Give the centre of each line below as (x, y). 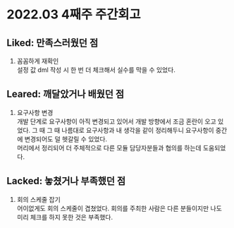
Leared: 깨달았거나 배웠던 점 (66, 94)
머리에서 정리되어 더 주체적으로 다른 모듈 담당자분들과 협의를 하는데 (109, 148)
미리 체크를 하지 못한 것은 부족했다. (65, 217)
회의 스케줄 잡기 (38, 199)
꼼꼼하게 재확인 (38, 61)
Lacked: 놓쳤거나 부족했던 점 (66, 181)
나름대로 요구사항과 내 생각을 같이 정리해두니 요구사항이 (138, 130)
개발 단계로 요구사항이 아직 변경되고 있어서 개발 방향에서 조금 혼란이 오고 (116, 121)
